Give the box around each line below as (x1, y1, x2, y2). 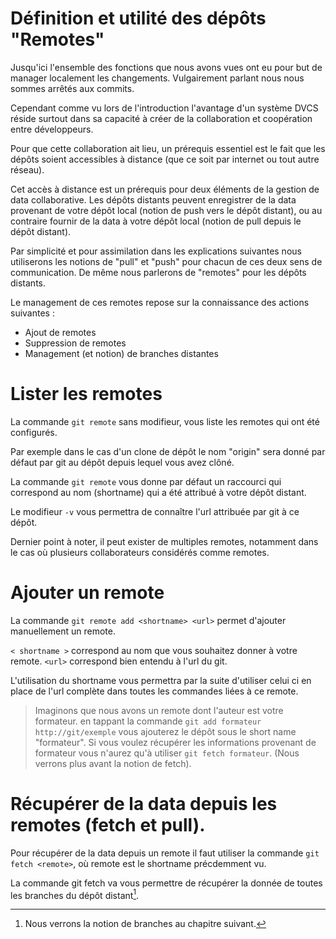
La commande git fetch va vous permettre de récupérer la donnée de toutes (10, 877, 323, 889)
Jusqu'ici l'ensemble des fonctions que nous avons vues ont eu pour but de (10, 61, 323, 73)
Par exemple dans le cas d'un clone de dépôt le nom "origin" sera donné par (10, 445, 326, 457)
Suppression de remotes (24, 337, 127, 349)
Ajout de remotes (24, 326, 97, 338)
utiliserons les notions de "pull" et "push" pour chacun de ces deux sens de (10, 255, 323, 267)
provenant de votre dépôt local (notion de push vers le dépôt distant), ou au (10, 204, 323, 216)
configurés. (10, 426, 58, 438)
